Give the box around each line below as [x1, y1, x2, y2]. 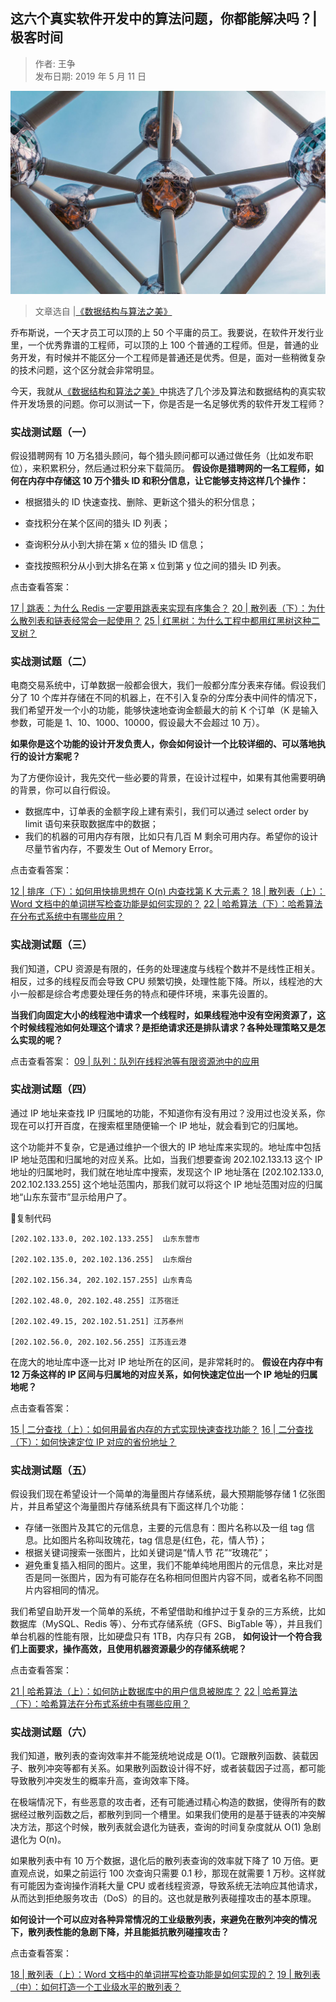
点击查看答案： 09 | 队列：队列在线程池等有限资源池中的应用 [10, 1055, 260, 1067]
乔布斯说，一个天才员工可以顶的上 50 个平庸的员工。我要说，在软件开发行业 [10, 326, 325, 338]
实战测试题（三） [10, 938, 93, 952]
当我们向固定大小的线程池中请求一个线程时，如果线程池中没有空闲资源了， [10, 1009, 317, 1021]
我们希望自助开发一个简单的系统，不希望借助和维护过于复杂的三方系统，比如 [10, 1605, 326, 1618]
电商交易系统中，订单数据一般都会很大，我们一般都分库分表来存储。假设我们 [10, 679, 326, 691]
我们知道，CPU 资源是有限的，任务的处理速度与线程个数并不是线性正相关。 [10, 962, 321, 974]
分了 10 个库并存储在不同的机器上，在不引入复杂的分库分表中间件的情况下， [10, 692, 323, 704]
